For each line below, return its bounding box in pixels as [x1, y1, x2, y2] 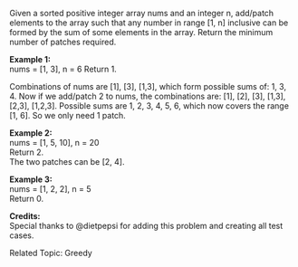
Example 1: [9, 54, 52, 64]
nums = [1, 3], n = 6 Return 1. [9, 63, 118, 74]
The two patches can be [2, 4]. [9, 157, 125, 167]
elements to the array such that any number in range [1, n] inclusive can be [9, 17, 289, 28]
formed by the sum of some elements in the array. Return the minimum [9, 27, 274, 37]
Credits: [9, 211, 41, 221]
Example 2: [9, 128, 53, 138]
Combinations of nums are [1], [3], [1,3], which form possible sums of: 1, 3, [9, 81, 287, 91]
